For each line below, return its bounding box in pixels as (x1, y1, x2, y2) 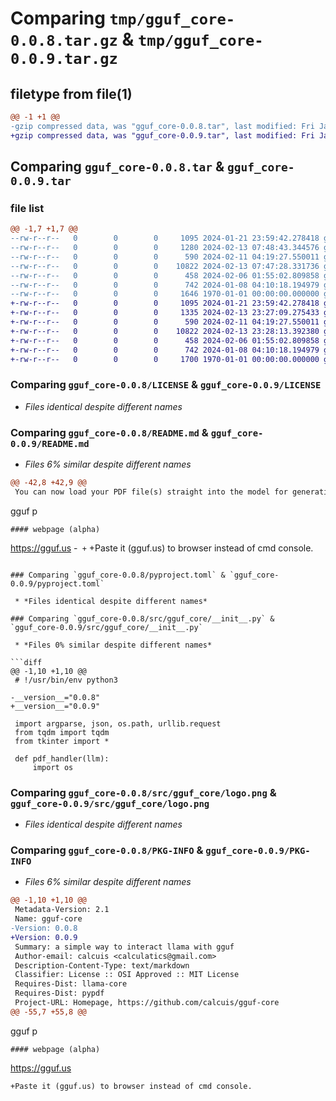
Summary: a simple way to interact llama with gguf (14, 942, 235, 952)
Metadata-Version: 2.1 (14, 905, 110, 915)
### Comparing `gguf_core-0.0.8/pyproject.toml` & (10, 570, 226, 580)
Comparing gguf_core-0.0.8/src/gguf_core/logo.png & (10, 785, 277, 799)
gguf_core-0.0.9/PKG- (205, 845, 311, 856)
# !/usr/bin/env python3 (14, 675, 118, 685)
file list (10, 201, 45, 215)
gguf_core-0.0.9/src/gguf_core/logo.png (10, 798, 210, 809)
